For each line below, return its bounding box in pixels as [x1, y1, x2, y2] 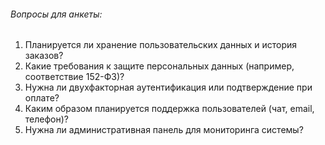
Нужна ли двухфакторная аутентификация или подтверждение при [24, 81, 313, 94]
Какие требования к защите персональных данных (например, [24, 60, 295, 72]
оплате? [24, 92, 60, 104]
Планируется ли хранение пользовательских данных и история [24, 39, 298, 51]
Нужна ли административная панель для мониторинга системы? [24, 124, 304, 136]
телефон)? [24, 113, 69, 125]
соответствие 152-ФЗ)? [24, 71, 125, 83]
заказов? [24, 50, 64, 62]
